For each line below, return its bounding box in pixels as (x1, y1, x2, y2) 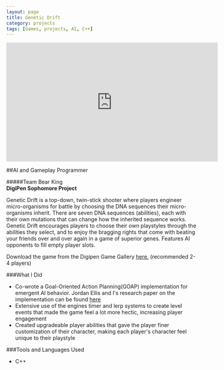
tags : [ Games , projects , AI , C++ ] (6, 25, 94, 32)
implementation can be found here (14, 296, 101, 303)
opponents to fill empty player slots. (6, 241, 95, 248)
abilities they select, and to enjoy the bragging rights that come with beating (6, 229, 196, 236)
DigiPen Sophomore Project (6, 185, 77, 192)
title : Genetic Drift (6, 15, 61, 21)
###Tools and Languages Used (6, 346, 85, 354)
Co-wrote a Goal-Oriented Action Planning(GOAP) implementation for (14, 283, 188, 290)
